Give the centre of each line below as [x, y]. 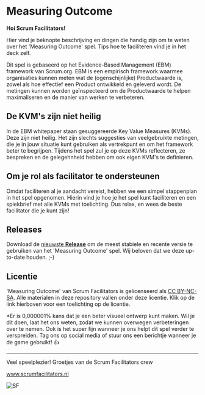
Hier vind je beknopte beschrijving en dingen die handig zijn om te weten [98, 40]
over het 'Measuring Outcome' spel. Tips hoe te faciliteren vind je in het [96, 46]
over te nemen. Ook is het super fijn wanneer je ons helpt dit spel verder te [100, 329]
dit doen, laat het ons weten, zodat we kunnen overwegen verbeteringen [98, 322]
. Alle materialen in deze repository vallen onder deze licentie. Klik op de [104, 298]
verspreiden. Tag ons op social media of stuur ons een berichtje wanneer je [101, 335]
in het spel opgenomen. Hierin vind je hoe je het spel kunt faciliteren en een [101, 197]
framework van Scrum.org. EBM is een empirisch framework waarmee [95, 71]
